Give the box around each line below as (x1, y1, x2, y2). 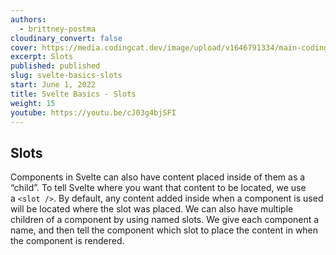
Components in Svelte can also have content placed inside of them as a (10, 171, 306, 183)
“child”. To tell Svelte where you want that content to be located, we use (10, 182, 307, 194)
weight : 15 (10, 98, 56, 108)
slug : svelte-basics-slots (10, 71, 123, 81)
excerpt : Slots (10, 52, 74, 62)
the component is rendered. (10, 235, 125, 247)
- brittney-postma (19, 24, 97, 34)
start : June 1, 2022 (10, 80, 97, 90)
